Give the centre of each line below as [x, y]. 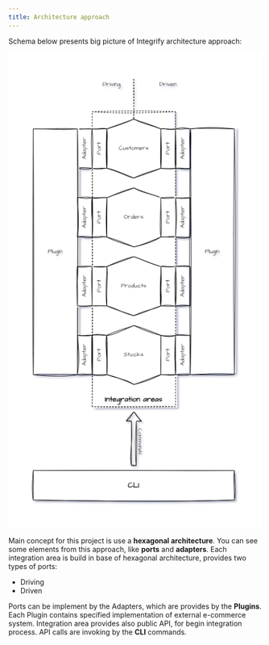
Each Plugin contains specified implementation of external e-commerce [127, 615]
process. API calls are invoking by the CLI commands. [97, 632]
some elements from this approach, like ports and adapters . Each [118, 550]
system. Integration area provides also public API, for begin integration [125, 624]
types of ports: [33, 567]
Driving [32, 582]
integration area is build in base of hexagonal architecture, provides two [128, 558]
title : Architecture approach [59, 17]
